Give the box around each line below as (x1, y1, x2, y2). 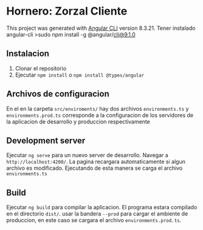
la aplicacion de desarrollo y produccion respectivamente (6, 117, 150, 125)
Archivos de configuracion (6, 89, 109, 99)
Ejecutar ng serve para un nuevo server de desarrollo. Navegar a (6, 152, 168, 159)
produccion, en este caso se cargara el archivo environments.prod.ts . (6, 217, 182, 224)
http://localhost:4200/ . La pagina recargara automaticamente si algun (6, 158, 185, 166)
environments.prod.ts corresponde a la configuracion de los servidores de (6, 111, 194, 119)
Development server (6, 135, 86, 145)
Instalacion (6, 49, 50, 59)
